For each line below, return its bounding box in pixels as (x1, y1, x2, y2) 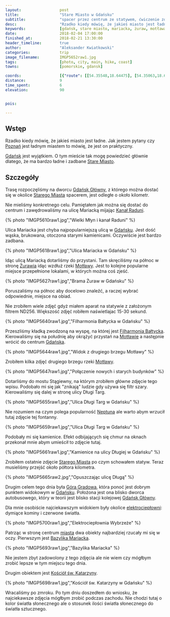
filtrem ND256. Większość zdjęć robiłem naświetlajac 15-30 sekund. (5, 308, 147, 315)
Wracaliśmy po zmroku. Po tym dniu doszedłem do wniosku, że (5, 590, 138, 596)
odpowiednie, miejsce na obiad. (5, 293, 72, 300)
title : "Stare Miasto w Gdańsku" (5, 12, 114, 17)
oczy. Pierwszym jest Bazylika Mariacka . (5, 535, 90, 541)
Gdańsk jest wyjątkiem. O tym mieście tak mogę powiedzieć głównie (5, 153, 148, 159)
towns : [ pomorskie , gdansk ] (5, 64, 103, 69)
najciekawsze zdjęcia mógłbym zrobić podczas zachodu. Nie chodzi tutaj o (5, 595, 162, 601)
